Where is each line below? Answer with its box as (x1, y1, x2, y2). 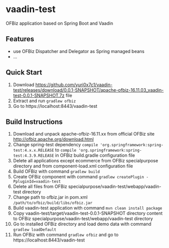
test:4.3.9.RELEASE (13, 153, 54, 158)
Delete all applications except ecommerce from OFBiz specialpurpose (13, 158, 158, 164)
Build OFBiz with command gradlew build (13, 168, 100, 174)
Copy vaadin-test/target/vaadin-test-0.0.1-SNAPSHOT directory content (13, 210, 163, 216)
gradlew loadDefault (13, 227, 57, 232)
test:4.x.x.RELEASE (13, 148, 54, 153)
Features (6, 35, 34, 43)
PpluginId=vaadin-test (13, 179, 61, 184)
